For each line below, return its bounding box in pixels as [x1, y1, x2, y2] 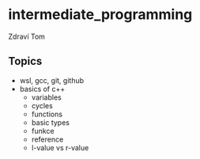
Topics [8, 55, 43, 68]
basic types [31, 117, 70, 127]
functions [31, 109, 63, 119]
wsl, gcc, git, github [19, 75, 85, 85]
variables [31, 93, 62, 102]
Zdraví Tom [8, 32, 46, 41]
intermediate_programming [8, 6, 193, 24]
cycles [31, 100, 53, 110]
